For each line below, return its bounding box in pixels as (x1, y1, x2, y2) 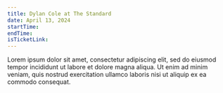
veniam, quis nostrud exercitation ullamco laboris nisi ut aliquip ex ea (7, 71, 207, 79)
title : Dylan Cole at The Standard (7, 10, 112, 17)
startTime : (7, 23, 39, 30)
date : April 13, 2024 (7, 17, 71, 24)
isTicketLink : (7, 36, 49, 43)
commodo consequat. (7, 78, 71, 86)
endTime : (7, 29, 33, 37)
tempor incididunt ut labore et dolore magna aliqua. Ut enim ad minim (7, 63, 208, 71)
